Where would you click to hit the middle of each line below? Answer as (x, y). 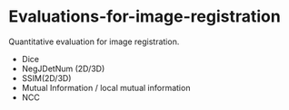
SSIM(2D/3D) (46, 78)
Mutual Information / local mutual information (106, 87)
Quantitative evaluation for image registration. (94, 41)
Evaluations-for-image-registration (144, 17)
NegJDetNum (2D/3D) (63, 69)
